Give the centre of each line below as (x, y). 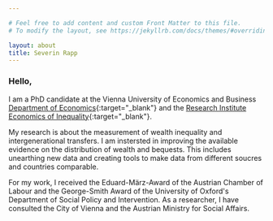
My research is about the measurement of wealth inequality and (115, 132)
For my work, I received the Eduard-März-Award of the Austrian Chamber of (136, 182)
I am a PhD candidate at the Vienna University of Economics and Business (132, 99)
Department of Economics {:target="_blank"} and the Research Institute (128, 107)
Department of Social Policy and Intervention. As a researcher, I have (124, 199)
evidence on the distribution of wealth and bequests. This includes (120, 149)
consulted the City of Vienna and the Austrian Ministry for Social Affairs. (129, 208)
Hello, (20, 81)
